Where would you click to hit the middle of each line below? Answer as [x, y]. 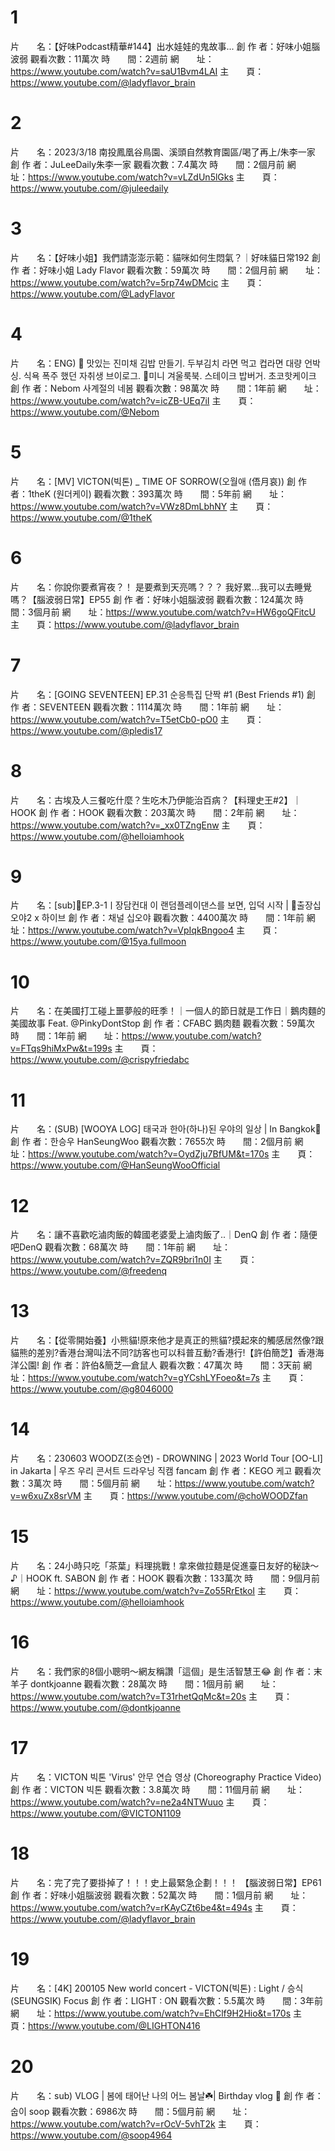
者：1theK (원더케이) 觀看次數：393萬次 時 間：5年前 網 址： [148, 493]
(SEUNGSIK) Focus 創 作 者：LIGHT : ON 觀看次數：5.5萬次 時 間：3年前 [167, 2000]
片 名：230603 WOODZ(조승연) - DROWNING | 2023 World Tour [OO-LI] [166, 1458]
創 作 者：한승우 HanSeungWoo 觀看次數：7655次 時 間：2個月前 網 [157, 1142]
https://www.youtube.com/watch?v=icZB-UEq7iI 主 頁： [133, 400]
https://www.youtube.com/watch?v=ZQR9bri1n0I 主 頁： [134, 1260]
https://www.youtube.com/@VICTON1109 [96, 1813]
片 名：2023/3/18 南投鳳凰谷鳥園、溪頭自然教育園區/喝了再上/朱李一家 [163, 152]
